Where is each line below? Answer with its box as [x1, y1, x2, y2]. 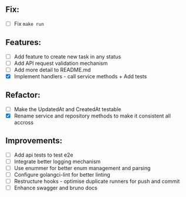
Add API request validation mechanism [13, 60, 108, 67]
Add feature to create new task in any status [13, 53, 121, 60]
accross [13, 119, 33, 126]
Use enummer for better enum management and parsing [13, 164, 151, 171]
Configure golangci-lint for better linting [13, 171, 111, 178]
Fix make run [13, 20, 45, 27]
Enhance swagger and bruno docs [13, 184, 97, 191]
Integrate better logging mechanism [13, 158, 101, 165]
